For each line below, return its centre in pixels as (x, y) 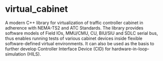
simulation (15, 54)
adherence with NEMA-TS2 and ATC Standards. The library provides (74, 28)
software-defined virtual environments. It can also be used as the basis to (80, 43)
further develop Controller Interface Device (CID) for (58, 49)
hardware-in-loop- (131, 49)
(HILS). (34, 54)
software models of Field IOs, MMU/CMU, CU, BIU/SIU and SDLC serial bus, (81, 33)
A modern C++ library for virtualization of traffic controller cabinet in (74, 23)
